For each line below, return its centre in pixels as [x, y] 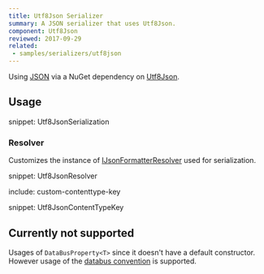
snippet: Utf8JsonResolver [53, 176]
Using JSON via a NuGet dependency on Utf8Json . [94, 77]
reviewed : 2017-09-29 [45, 39]
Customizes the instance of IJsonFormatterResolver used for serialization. [132, 161]
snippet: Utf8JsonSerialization [59, 122]
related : [23, 46]
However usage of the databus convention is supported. [103, 261]
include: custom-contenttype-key [65, 192]
